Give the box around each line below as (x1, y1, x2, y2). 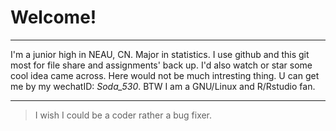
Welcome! (10, 6, 97, 29)
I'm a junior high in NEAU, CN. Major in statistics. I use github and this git (10, 48, 310, 60)
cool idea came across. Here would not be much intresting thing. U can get (10, 69, 320, 81)
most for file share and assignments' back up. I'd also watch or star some (10, 59, 313, 71)
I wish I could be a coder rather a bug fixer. (34, 109, 213, 121)
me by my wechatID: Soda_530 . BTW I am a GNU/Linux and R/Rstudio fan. (10, 80, 316, 92)
